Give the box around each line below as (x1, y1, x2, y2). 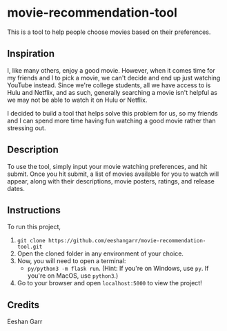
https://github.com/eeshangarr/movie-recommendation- (48, 238, 206, 244)
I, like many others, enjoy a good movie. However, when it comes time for (7, 66, 215, 74)
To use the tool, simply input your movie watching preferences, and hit (7, 162, 208, 170)
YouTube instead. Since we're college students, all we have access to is (7, 81, 211, 89)
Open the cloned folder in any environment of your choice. (17, 249, 184, 258)
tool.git (17, 244, 43, 251)
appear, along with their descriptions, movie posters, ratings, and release (7, 177, 215, 185)
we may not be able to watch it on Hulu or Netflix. (7, 96, 148, 104)
